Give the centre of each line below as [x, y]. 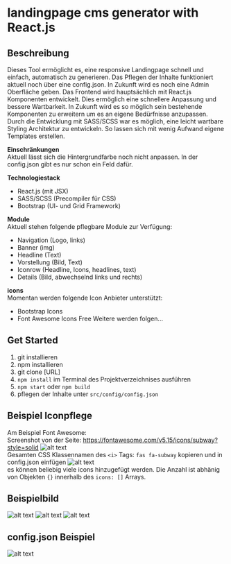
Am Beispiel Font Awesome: [47, 432]
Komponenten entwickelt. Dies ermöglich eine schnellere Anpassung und [112, 99]
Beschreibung [38, 53]
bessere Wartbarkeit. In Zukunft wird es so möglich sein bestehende [105, 106]
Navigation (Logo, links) [51, 240]
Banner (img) [36, 247]
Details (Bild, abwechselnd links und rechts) [80, 277]
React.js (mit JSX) [43, 191]
